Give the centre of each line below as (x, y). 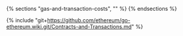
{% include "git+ (27, 20)
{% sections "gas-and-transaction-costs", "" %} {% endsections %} (92, 9)
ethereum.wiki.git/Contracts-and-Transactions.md (69, 27)
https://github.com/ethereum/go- (89, 20)
